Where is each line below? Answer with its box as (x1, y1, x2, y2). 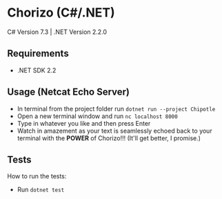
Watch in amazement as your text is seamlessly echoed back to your (17, 126, 212, 135)
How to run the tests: (7, 172, 67, 180)
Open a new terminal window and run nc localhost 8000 (17, 112, 178, 120)
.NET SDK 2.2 (17, 66, 57, 74)
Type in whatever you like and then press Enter (17, 119, 151, 127)
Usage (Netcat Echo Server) (7, 86, 130, 98)
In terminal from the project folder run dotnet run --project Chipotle (17, 104, 216, 113)
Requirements (7, 48, 69, 59)
